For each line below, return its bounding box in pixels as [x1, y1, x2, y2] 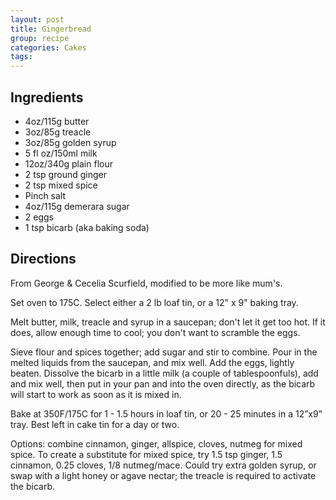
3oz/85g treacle [24, 126, 92, 138]
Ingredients [10, 89, 84, 106]
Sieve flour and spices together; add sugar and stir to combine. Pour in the [10, 346, 318, 358]
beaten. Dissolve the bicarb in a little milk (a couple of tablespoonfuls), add [10, 367, 319, 379]
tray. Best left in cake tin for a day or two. [10, 418, 180, 430]
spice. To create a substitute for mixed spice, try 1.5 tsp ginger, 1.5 [10, 448, 283, 460]
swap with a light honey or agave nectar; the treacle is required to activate [10, 469, 317, 481]
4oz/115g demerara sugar [24, 200, 130, 212]
